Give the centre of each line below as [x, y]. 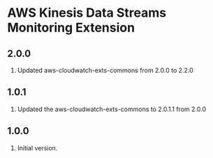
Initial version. [37, 148]
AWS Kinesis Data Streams [87, 13]
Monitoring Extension [71, 28]
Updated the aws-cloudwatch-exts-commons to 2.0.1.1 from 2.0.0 [111, 109]
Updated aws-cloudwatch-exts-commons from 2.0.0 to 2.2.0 [105, 70]
